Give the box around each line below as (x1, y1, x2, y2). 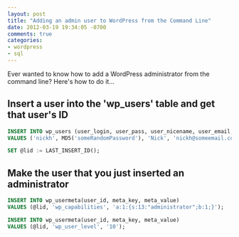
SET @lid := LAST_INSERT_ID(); (7, 147, 100, 154)
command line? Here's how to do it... (7, 77, 115, 85)
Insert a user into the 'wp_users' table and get (7, 98, 216, 110)
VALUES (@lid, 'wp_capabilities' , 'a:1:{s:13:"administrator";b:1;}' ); (7, 204, 224, 211)
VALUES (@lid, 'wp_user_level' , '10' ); (7, 223, 126, 230)
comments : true (7, 30, 53, 38)
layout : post (7, 10, 46, 18)
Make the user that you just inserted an (7, 167, 185, 179)
